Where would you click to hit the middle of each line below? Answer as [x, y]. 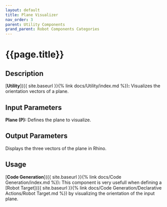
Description [24, 73]
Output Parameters [36, 136]
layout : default [23, 10]
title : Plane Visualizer [32, 15]
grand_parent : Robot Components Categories [53, 29]
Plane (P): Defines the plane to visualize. [48, 120]
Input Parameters [34, 108]
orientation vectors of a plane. [37, 91]
